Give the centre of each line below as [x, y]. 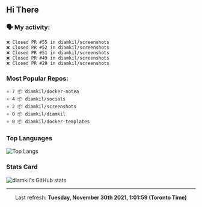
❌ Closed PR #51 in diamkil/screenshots [58, 53]
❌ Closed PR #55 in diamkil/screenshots [58, 42]
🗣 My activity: [28, 28]
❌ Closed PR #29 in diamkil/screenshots [58, 63]
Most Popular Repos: [38, 78]
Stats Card [22, 167]
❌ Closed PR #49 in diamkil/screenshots [58, 58]
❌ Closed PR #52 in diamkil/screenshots [58, 48]
